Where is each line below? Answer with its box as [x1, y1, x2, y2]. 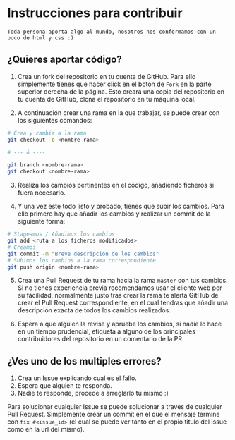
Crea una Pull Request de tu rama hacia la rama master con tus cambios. [17, 276, 228, 285]
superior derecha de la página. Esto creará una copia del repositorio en [17, 87, 224, 96]
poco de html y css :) [7, 34, 74, 42]
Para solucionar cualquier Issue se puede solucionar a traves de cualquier [7, 403, 222, 411]
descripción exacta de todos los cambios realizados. [17, 306, 171, 314]
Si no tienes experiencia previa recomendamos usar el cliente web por [17, 283, 222, 292]
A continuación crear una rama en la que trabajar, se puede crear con [17, 108, 220, 117]
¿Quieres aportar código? [7, 54, 122, 66]
